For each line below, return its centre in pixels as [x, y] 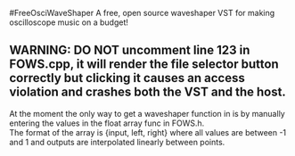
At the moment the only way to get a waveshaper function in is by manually [147, 113]
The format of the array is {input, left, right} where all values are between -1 [148, 132]
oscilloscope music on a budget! [69, 22]
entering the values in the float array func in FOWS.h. [107, 123]
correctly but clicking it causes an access [127, 78]
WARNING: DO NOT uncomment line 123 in [130, 50]
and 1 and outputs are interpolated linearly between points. [117, 142]
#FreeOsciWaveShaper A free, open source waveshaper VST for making [142, 13]
